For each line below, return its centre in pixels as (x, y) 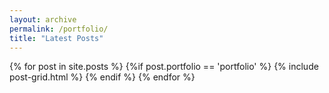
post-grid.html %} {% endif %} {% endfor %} (102, 77)
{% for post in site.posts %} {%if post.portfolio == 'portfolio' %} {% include (164, 67)
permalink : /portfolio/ (59, 29)
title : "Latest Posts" (56, 38)
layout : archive (43, 19)
